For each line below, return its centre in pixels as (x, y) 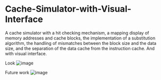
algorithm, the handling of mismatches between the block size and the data (81, 43)
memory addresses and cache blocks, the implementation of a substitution (80, 38)
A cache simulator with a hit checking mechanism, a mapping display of (77, 33)
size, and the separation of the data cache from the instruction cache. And (80, 48)
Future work (17, 72)
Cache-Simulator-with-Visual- (68, 9)
